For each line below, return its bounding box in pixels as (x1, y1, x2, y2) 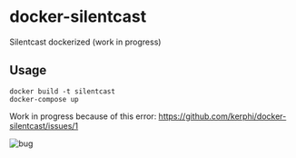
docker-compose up (9, 94, 79, 104)
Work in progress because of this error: (9, 111, 157, 122)
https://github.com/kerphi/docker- (158, 111, 287, 122)
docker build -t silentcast (9, 86, 116, 96)
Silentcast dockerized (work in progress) (9, 36, 162, 47)
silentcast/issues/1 (9, 120, 79, 131)
